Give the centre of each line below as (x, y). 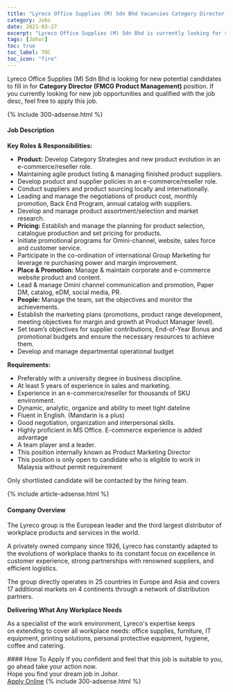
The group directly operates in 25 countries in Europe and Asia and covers (114, 582)
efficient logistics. (33, 568)
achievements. (38, 307)
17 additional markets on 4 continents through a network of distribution (109, 589)
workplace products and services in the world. (74, 533)
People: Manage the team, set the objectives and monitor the (105, 299)
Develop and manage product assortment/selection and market (108, 211)
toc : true (21, 46)
